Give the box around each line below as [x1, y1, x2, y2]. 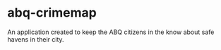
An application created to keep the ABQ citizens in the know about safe [7, 28, 215, 36]
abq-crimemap [7, 5, 97, 21]
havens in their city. [7, 35, 65, 43]
